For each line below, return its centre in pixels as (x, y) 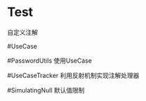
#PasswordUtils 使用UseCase (50, 61)
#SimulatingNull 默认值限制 (46, 90)
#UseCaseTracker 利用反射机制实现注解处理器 (73, 75)
